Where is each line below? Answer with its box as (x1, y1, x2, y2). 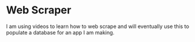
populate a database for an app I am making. (6, 29, 115, 36)
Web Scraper (6, 3, 72, 17)
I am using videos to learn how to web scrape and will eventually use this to (6, 23, 190, 30)
